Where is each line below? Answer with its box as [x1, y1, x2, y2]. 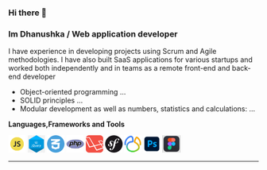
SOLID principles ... [19, 95, 83, 106]
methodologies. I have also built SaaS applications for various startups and [8, 55, 253, 64]
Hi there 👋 [8, 7, 48, 18]
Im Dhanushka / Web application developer [8, 28, 178, 39]
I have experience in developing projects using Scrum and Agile [8, 47, 217, 56]
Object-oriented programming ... [19, 87, 126, 97]
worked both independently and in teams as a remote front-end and [8, 64, 230, 73]
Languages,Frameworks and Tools [8, 119, 126, 129]
